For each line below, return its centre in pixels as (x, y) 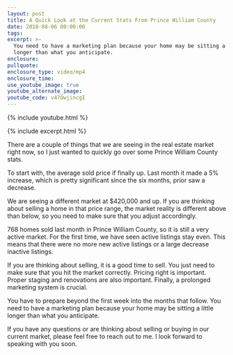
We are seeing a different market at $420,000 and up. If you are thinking (111, 201)
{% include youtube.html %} (48, 118)
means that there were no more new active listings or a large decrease (108, 244)
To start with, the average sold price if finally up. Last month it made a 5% (113, 173)
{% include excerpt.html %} (47, 131)
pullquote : (23, 65)
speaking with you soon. (42, 344)
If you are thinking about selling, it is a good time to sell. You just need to (111, 265)
